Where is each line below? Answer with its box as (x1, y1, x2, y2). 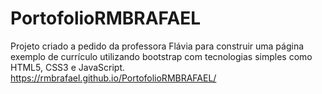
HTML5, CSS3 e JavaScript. (10, 61, 126, 73)
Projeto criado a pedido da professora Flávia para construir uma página (10, 40, 305, 52)
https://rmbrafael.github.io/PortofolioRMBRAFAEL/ (10, 72, 217, 84)
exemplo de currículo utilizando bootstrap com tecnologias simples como (10, 50, 313, 62)
